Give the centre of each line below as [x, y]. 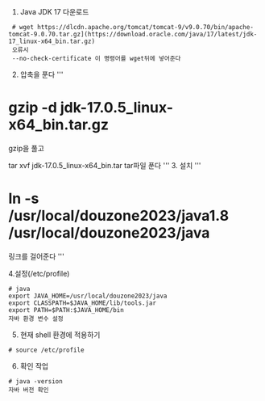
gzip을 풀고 [26, 148]
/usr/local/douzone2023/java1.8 [119, 216]
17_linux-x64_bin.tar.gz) [52, 41]
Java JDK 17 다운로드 [54, 12]
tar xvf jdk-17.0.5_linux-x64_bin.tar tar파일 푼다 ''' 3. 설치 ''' [105, 165]
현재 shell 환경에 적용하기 [60, 335]
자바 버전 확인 [29, 390]
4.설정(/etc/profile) [39, 273]
